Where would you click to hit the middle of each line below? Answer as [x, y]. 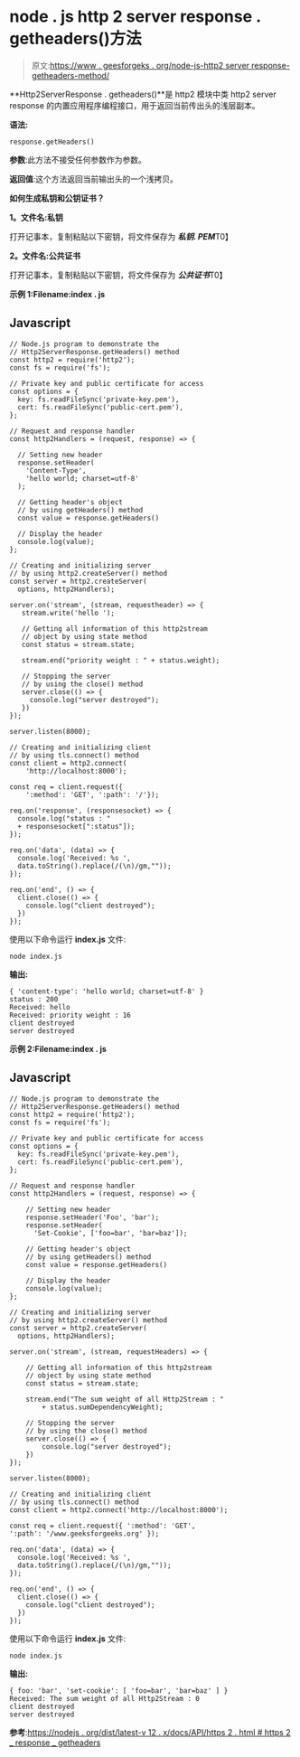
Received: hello [40, 1007]
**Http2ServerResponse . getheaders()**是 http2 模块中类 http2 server [143, 94]
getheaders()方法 [75, 39]
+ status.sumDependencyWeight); [103, 1407]
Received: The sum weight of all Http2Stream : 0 [105, 1698]
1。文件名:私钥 [36, 217]
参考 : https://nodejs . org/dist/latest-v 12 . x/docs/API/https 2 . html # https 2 [150, 1732]
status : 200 [34, 999]
